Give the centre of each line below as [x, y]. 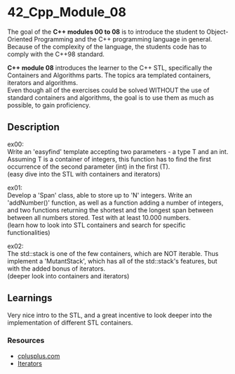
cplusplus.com [39, 356]
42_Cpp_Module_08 [67, 12]
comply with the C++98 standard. [56, 54]
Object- [217, 32]
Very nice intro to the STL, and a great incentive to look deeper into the [110, 315]
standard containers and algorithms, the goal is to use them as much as [110, 97]
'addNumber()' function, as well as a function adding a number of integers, [115, 202]
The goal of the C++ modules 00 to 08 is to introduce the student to [106, 32]
